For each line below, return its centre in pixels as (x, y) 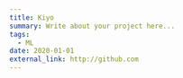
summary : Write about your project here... (92, 26)
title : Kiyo (32, 17)
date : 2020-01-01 (42, 51)
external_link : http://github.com (74, 59)
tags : (19, 34)
